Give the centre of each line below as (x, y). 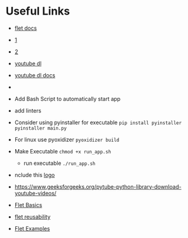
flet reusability (33, 217)
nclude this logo (35, 175)
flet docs (26, 28)
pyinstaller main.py (40, 128)
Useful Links (38, 11)
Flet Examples (32, 228)
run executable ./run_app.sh (59, 163)
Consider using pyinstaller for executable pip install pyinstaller (98, 122)
